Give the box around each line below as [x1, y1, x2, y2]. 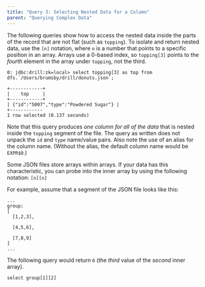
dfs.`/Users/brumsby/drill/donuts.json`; [7, 75, 114, 81]
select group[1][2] [7, 275, 57, 281]
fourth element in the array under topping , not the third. [7, 58, 147, 65]
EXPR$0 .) [7, 149, 28, 156]
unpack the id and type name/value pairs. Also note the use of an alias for [7, 136, 194, 143]
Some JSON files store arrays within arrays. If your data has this [7, 160, 169, 168]
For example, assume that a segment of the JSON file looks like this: [7, 185, 179, 193]
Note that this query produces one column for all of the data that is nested [7, 123, 195, 130]
